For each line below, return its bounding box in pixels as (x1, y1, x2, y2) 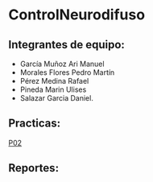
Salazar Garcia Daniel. (19, 93, 94, 102)
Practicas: (8, 117, 61, 130)
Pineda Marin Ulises (19, 85, 87, 94)
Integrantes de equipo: (8, 38, 125, 52)
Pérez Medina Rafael (19, 77, 89, 85)
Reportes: (8, 161, 59, 175)
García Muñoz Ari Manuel (19, 59, 105, 68)
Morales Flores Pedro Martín (19, 68, 115, 77)
